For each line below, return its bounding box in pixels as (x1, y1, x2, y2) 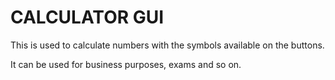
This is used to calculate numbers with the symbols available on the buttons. (10, 39, 325, 51)
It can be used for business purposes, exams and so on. (10, 58, 242, 70)
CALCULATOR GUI (10, 6, 165, 29)
